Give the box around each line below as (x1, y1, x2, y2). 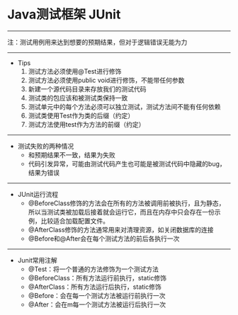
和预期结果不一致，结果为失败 (28, 150, 115, 159)
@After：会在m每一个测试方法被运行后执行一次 (28, 300, 166, 309)
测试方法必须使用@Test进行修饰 (28, 67, 122, 75)
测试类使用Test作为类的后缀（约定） (28, 111, 135, 120)
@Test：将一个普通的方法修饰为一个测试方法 (28, 265, 159, 273)
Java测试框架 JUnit (7, 6, 121, 23)
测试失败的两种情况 (17, 142, 74, 150)
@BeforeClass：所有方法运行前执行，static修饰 (28, 273, 166, 282)
